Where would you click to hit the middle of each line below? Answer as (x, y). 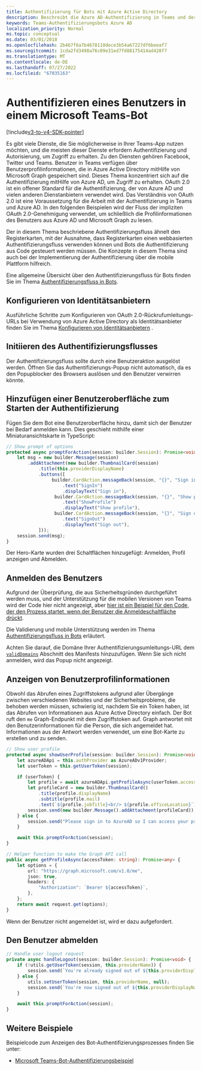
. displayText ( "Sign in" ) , (95, 491)
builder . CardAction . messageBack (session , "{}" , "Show (123, 497)
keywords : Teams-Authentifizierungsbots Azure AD (69, 23)
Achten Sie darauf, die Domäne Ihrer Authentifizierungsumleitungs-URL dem (100, 648)
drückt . (15, 618)
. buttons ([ (52, 474)
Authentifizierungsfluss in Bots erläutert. (56, 636)
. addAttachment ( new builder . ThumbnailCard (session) (94, 463)
